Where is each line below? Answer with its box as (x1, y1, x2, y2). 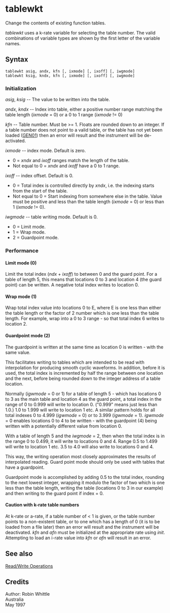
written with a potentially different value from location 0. (5, 423, 123, 429)
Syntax (5, 55, 28, 64)
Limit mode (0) (5, 260, 37, 266)
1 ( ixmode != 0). (12, 204, 46, 210)
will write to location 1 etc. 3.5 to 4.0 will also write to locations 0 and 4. (5, 443, 154, 449)
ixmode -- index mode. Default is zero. (5, 148, 86, 154)
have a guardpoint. (5, 464, 45, 470)
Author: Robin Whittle (5, 591, 50, 597)
